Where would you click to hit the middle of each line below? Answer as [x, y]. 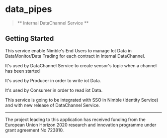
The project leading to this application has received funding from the [75, 119]
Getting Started [30, 39]
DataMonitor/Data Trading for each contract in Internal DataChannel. [75, 56]
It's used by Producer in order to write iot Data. [53, 80]
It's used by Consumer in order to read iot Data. [54, 90]
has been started [23, 71]
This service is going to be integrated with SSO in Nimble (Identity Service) [82, 100]
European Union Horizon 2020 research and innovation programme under [81, 125]
